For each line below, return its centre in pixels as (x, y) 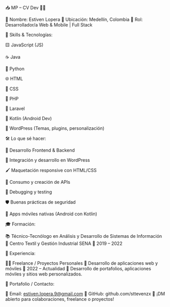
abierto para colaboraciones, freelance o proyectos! (60, 299)
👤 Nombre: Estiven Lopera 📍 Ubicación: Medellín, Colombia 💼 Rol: (74, 19)
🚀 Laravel (15, 108)
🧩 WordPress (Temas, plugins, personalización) (55, 128)
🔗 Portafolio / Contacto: (30, 284)
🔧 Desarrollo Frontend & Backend (40, 150)
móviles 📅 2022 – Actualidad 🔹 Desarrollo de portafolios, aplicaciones (78, 269)
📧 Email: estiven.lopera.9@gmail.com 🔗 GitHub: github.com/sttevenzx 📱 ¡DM (85, 294)
